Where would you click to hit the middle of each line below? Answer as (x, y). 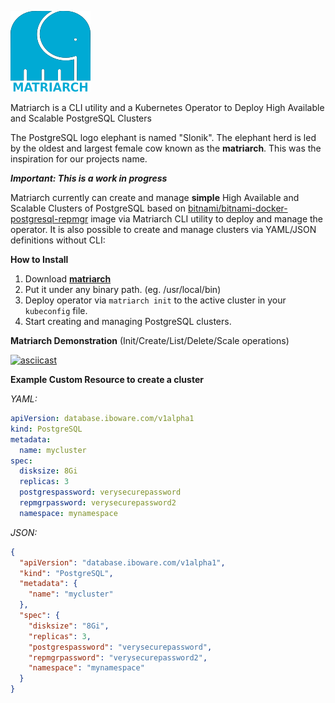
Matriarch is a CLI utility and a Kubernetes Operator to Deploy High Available (167, 107)
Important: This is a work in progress (89, 178)
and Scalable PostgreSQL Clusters (81, 118)
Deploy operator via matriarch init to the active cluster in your (155, 300)
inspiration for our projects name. (79, 159)
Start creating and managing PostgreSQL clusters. (128, 321)
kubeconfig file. (56, 310)
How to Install (39, 259)
